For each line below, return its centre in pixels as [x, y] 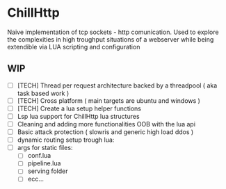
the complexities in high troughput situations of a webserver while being [111, 39]
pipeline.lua [44, 163]
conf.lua [39, 156]
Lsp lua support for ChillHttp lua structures [79, 116]
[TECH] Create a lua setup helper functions [79, 108]
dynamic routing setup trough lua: [66, 140]
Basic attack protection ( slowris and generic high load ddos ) [105, 132]
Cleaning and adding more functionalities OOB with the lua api [106, 124]
